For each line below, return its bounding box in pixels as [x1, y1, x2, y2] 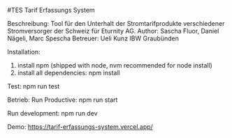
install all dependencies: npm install [17, 69, 120, 77]
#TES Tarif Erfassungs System [7, 6, 96, 14]
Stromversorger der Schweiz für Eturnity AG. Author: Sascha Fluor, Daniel [7, 27, 219, 35]
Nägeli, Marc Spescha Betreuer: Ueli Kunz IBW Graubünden [7, 34, 180, 43]
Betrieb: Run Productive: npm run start [7, 95, 118, 104]
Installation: [7, 48, 41, 56]
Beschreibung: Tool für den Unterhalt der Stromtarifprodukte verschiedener [7, 20, 225, 27]
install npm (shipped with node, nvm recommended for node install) [17, 61, 213, 69]
